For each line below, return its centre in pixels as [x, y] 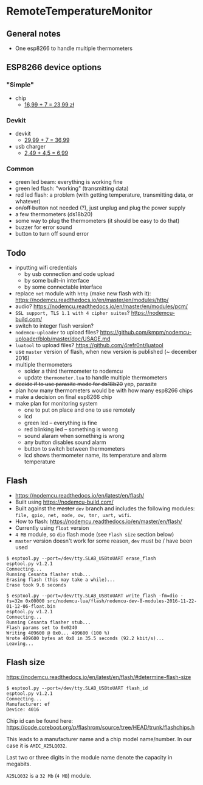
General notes [33, 34]
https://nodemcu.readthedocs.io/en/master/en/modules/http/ [92, 300]
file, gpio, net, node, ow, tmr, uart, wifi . [73, 515]
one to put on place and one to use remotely [80, 410]
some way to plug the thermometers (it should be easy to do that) [97, 221]
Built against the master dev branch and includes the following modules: [105, 508]
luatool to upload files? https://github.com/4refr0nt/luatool [89, 345]
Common [20, 169]
